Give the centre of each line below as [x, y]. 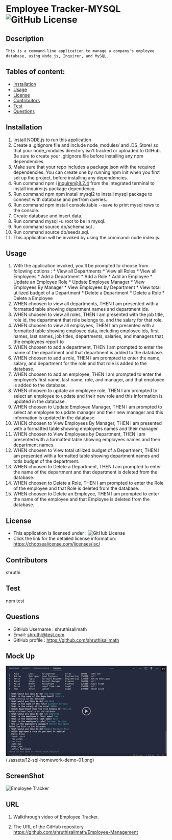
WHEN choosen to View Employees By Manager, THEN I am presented [88, 423]
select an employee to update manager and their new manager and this [88, 413]
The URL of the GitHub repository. [49, 827]
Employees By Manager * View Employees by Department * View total [87, 287]
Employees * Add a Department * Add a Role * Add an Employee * [83, 277]
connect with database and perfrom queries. [60, 199]
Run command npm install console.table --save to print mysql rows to [86, 205]
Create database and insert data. [48, 216]
